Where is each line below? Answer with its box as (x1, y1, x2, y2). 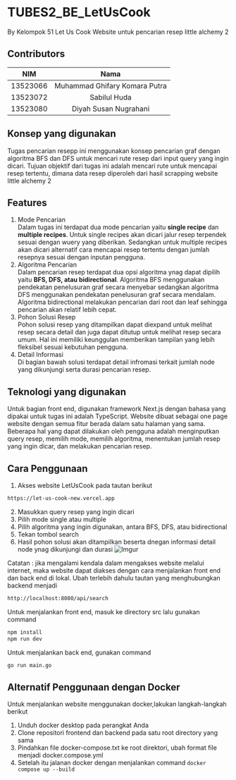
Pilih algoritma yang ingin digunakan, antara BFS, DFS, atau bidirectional (17, 523, 228, 531)
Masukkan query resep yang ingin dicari (17, 507, 135, 516)
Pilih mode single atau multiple (17, 515, 107, 523)
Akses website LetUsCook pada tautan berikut (17, 481, 153, 489)
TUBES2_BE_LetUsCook (7, 4, 151, 20)
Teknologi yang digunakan (7, 386, 127, 398)
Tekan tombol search (17, 530, 79, 538)
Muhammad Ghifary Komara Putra (54, 80, 167, 90)
